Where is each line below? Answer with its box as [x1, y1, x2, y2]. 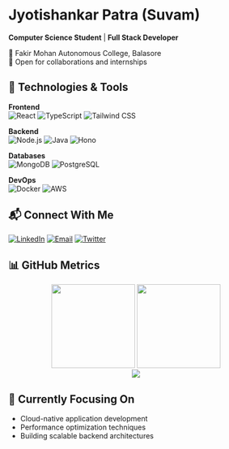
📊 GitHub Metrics [8, 258, 100, 272]
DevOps [8, 175, 36, 184]
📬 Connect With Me [8, 209, 114, 222]
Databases [8, 150, 46, 160]
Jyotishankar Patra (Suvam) [8, 6, 201, 24]
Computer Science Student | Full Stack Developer [8, 32, 179, 42]
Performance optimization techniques [19, 422, 146, 432]
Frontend [8, 101, 40, 111]
